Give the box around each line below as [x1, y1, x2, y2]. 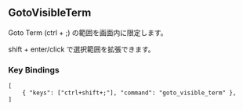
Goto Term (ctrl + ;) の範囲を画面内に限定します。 [8, 27, 168, 37]
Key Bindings [8, 64, 60, 75]
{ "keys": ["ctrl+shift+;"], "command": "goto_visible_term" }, [22, 89, 237, 97]
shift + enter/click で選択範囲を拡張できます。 [8, 44, 155, 54]
